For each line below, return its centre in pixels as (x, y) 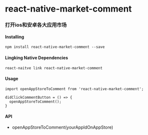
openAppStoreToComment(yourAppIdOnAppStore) (63, 127)
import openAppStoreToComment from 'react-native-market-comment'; (74, 89)
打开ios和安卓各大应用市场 (36, 25)
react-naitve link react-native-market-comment (54, 68)
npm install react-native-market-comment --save (55, 47)
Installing (15, 37)
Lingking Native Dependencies (37, 58)
